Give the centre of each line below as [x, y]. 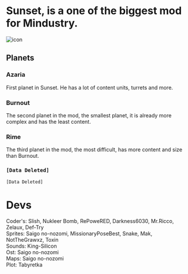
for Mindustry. [42, 23]
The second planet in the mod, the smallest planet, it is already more [89, 115]
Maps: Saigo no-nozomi [35, 259]
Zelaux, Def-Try [25, 228]
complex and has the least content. [48, 121]
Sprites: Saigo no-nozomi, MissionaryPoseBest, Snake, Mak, [79, 234]
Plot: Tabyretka [24, 265]
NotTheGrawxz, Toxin [32, 240]
